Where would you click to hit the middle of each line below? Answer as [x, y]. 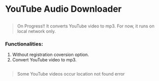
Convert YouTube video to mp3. [44, 59]
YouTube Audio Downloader [64, 9]
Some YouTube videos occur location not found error [71, 74]
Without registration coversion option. [51, 54]
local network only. [36, 31]
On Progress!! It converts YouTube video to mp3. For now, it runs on [86, 26]
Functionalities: [24, 44]
